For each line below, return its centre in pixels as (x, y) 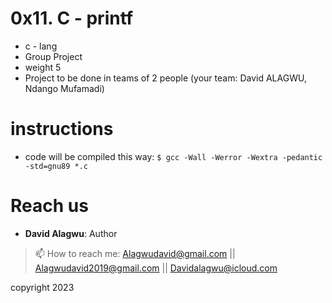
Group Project (53, 56)
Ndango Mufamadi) (64, 88)
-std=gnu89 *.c (56, 166)
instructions (62, 129)
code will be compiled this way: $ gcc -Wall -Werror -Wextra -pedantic (173, 156)
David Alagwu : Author (71, 233)
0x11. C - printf (72, 18)
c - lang (41, 46)
